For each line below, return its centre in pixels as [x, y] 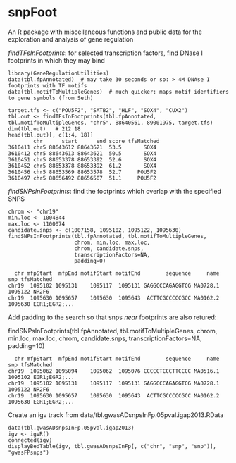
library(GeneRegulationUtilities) [59, 73]
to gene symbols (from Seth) [51, 98]
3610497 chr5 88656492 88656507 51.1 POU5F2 [82, 178]
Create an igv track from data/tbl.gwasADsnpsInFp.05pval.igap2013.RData [116, 415]
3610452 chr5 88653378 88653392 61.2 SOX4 [82, 166]
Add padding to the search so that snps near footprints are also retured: [112, 317]
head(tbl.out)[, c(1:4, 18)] [51, 135]
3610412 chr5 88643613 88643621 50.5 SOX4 [82, 153]
